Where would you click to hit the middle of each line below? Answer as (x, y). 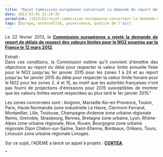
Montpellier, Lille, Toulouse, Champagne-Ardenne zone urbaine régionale (78, 113)
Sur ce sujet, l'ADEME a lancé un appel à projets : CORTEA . (64, 143)
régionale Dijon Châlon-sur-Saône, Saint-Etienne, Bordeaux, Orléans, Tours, (81, 128)
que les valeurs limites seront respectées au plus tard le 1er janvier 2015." (78, 93)
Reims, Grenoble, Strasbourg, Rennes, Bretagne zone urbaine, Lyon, (73, 118)
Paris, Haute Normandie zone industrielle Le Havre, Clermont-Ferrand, (75, 108)
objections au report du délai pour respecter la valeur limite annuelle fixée (81, 67)
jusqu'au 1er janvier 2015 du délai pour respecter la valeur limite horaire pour (81, 78)
